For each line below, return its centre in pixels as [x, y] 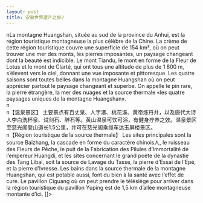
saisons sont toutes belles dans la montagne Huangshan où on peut [91, 80]
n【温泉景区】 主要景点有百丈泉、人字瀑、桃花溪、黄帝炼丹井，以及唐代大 [99, 112]
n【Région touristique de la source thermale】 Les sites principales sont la [99, 135]
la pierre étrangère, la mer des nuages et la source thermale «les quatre [96, 92]
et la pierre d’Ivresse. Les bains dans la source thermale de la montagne [96, 168]
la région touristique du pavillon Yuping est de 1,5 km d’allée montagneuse [98, 187]
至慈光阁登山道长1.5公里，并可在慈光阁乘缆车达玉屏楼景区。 [81, 127]
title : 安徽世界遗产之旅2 [35, 17]
